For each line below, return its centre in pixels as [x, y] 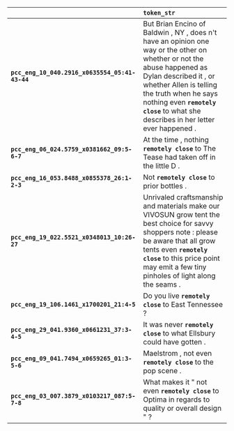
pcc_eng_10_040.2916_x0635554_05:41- [73, 73]
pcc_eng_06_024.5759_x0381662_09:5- [71, 149]
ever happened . [170, 128]
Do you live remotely [177, 296]
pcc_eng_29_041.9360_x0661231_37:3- [71, 330]
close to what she [172, 111]
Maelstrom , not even [178, 353]
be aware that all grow [179, 241]
